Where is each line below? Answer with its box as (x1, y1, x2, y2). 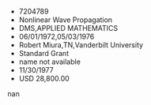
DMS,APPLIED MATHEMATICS (18, 24, 119, 32)
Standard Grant (18, 49, 69, 58)
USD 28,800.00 (18, 74, 70, 83)
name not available (18, 57, 81, 66)
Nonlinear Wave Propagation (18, 15, 112, 24)
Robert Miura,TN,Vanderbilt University (18, 40, 144, 50)
